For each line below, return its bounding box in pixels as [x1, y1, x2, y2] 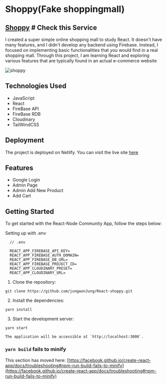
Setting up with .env [5, 230, 46, 236]
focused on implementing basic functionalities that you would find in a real [5, 47, 158, 53]
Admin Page [12, 182, 38, 188]
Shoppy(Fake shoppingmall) [5, 3, 125, 15]
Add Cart [12, 193, 31, 199]
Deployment [5, 136, 44, 145]
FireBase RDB [12, 111, 41, 117]
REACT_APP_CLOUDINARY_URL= [9, 270, 66, 275]
